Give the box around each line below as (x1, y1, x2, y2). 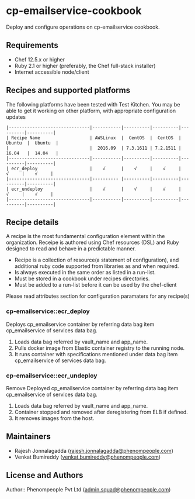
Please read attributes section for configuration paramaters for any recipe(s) (6, 292, 190, 300)
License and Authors (6, 470, 83, 480)
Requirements (6, 40, 58, 50)
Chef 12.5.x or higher (14, 56, 65, 63)
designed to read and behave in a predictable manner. (6, 245, 136, 252)
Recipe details (6, 217, 59, 227)
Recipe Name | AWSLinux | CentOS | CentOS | (11, 135, 182, 141)
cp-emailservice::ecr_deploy (6, 307, 90, 315)
